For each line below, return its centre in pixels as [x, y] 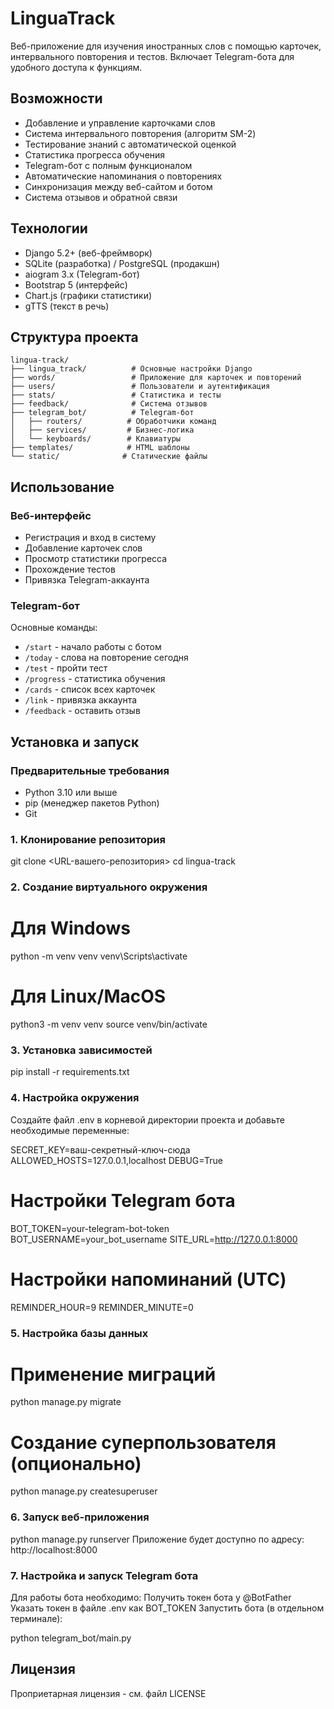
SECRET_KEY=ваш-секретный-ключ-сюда [100, 1149]
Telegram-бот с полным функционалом [108, 165]
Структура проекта [74, 337]
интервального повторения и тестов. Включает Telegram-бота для [152, 56]
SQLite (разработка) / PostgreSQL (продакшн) [122, 263]
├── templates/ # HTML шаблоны [100, 448]
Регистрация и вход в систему [90, 538]
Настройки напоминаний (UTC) [148, 1279]
